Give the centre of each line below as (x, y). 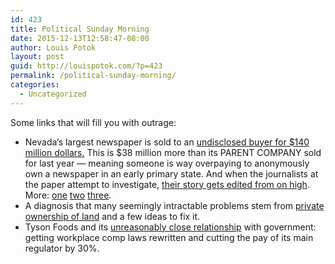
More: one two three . (68, 195)
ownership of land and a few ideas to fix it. (112, 216)
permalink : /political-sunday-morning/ (93, 76)
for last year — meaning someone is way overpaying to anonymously (167, 163)
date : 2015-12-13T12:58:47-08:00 (80, 38)
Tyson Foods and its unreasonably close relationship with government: (170, 227)
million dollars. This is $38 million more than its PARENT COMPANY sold (173, 152)
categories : (35, 85)
